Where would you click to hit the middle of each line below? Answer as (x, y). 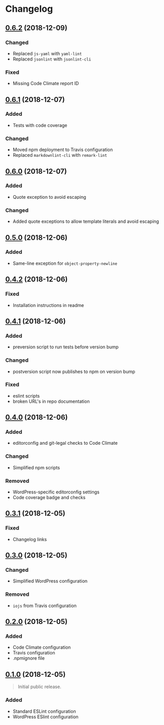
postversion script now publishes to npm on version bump (74, 371)
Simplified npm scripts (36, 467)
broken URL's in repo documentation (51, 401)
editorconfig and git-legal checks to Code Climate (65, 443)
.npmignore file (29, 658)
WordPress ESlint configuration (45, 717)
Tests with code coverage (40, 125)
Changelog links (30, 539)
